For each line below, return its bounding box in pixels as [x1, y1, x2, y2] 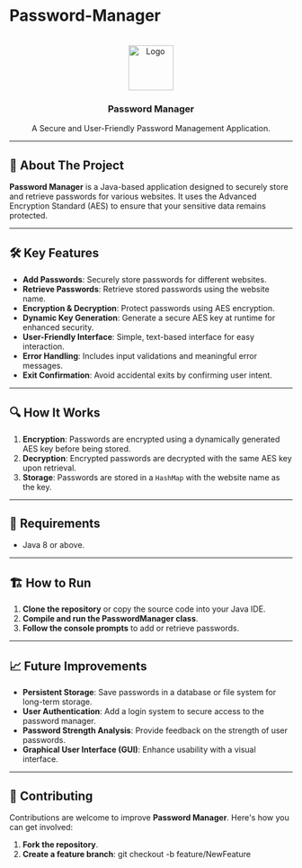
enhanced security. [22, 321, 94, 333]
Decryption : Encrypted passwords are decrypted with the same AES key [22, 452, 292, 463]
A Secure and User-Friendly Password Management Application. [31, 123, 271, 134]
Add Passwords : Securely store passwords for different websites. [22, 273, 267, 284]
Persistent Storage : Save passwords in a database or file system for [22, 687, 277, 698]
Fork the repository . [22, 838, 99, 850]
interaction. [22, 341, 65, 352]
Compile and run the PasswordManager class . [22, 613, 199, 624]
